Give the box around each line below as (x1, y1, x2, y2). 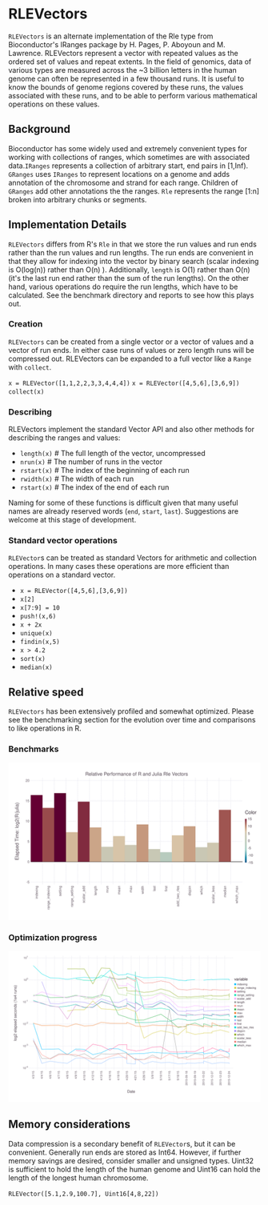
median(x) (19, 663, 54, 672)
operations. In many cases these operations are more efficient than (8, 562, 230, 571)
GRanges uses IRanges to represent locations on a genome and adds (8, 169, 230, 178)
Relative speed (8, 685, 84, 699)
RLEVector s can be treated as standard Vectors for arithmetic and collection (8, 553, 258, 562)
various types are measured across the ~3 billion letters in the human (8, 65, 238, 74)
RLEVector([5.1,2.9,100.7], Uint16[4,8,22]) (8, 1190, 159, 1198)
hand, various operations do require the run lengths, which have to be (8, 282, 238, 291)
